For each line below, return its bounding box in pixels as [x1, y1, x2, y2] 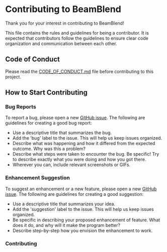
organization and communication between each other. [5, 40, 117, 46]
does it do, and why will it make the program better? [12, 222, 121, 228]
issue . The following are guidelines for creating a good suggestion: [5, 191, 144, 197]
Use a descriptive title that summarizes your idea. [12, 201, 116, 207]
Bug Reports [5, 103, 36, 110]
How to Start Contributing [5, 88, 88, 97]
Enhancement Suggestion [5, 174, 70, 181]
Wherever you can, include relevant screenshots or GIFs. [12, 162, 131, 168]
